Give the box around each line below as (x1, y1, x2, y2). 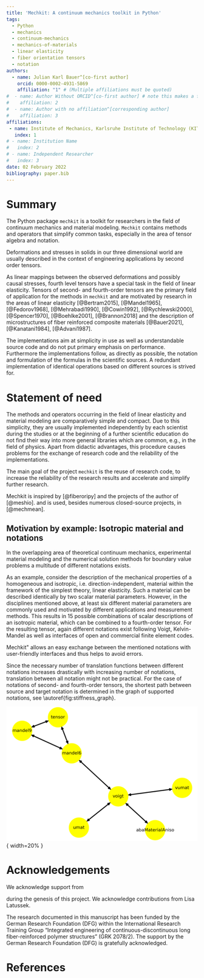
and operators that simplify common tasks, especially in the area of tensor (6, 230, 192, 237)
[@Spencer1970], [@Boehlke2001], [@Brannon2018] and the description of (6, 312, 194, 320)
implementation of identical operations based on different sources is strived (6, 363, 196, 370)
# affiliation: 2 (6, 100, 59, 106)
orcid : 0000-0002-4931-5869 (17, 80, 88, 86)
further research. (6, 481, 49, 488)
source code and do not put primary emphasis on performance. (6, 343, 166, 351)
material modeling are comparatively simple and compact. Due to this (6, 417, 180, 424)
